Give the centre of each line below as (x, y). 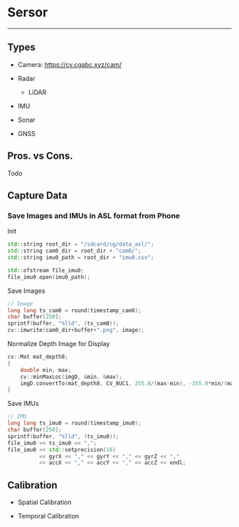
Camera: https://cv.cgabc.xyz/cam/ (70, 64)
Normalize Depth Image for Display (59, 344)
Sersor (28, 12)
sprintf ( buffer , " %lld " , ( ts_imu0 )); (63, 436)
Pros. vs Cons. (40, 156)
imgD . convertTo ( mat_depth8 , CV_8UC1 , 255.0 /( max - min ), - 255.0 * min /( (124, 383)
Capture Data (37, 195)
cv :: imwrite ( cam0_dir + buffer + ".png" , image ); (76, 330)
